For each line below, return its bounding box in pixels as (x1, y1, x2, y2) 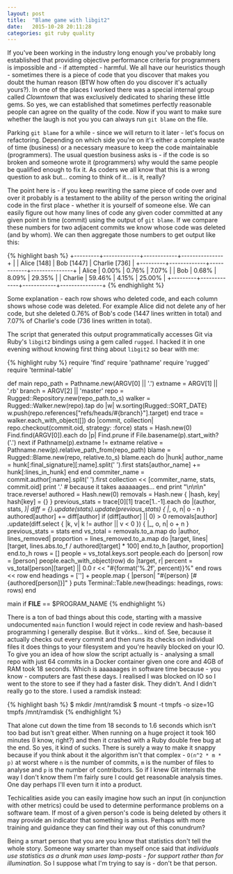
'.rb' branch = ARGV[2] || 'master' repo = (7, 387, 124, 395)
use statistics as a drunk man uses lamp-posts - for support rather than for (7, 852, 224, 860)
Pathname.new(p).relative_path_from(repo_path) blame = (7, 446, 172, 454)
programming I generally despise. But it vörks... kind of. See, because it (7, 628, 212, 636)
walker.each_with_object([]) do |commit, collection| (7, 416, 154, 425)
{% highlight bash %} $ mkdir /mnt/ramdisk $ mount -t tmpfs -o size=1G (7, 700, 214, 709)
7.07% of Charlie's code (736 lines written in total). (7, 317, 152, 325)
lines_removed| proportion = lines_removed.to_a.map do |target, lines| (7, 535, 209, 543)
